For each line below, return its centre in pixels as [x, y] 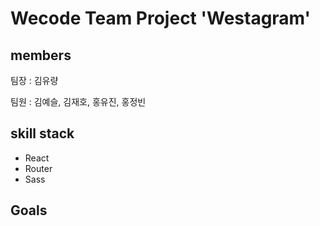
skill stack [42, 133]
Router [38, 168]
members [41, 55]
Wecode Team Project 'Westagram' [161, 18]
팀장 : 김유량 [34, 80]
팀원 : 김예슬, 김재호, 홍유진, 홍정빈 [78, 101]
